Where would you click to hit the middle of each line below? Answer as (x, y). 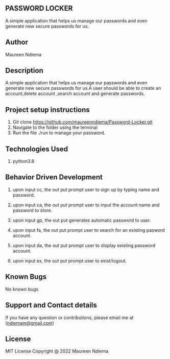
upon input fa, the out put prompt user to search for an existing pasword (89, 230)
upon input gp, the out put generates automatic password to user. (82, 220)
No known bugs (22, 289)
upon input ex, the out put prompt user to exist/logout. (69, 260)
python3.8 (23, 161)
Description (24, 71)
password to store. (32, 210)
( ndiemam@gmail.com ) (30, 323)
